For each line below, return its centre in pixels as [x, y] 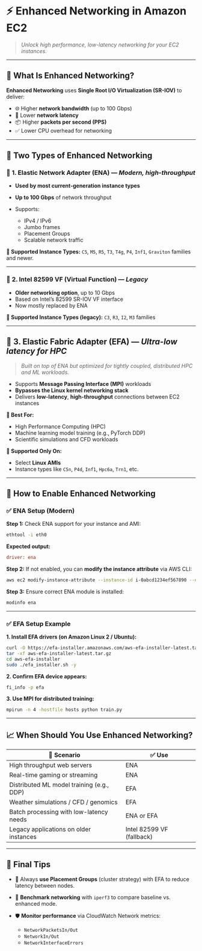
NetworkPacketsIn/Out [51, 930]
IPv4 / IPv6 [38, 221]
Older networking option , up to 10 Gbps [65, 292]
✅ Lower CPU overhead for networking [63, 130]
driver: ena [21, 558]
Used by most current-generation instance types [77, 186]
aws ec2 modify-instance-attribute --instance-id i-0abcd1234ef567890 [96, 580]
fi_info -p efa [25, 687]
